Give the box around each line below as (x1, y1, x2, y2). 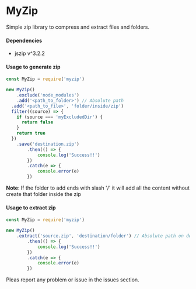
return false (21, 119, 54, 125)
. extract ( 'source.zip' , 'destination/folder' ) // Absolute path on (16, 233, 184, 239)
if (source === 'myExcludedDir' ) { (16, 114, 103, 120)
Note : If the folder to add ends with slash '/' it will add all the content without (6, 184, 190, 191)
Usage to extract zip (6, 204, 57, 211)
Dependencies (6, 37, 43, 44)
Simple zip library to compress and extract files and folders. (6, 23, 150, 30)
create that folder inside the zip (6, 191, 82, 198)
